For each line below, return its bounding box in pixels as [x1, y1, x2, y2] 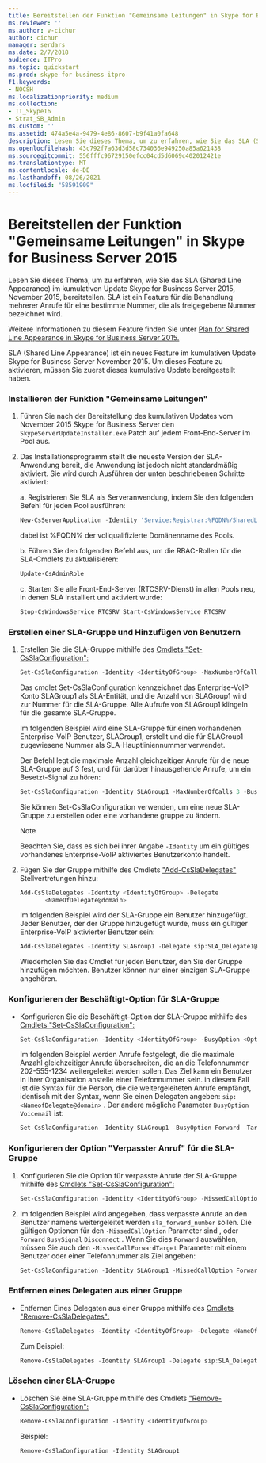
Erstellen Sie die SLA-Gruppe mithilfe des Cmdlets [19, 644, 184, 654]
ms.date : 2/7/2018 [8, 48, 69, 56]
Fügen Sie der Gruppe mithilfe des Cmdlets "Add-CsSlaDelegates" [19, 865, 237, 875]
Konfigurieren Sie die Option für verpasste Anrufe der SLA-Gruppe [19, 1170, 237, 1180]
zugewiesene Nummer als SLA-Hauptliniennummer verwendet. [19, 740, 226, 749]
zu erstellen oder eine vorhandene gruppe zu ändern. [46, 810, 221, 820]
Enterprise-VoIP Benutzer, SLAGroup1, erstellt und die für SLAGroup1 [19, 731, 244, 741]
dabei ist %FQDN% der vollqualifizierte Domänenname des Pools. [19, 530, 235, 540]
